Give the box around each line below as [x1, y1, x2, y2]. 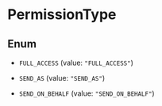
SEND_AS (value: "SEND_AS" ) [18, 74, 105, 82]
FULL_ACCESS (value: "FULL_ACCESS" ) [18, 58, 134, 67]
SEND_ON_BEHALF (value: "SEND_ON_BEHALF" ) [18, 89, 156, 98]
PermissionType [7, 6, 117, 24]
